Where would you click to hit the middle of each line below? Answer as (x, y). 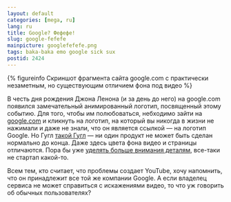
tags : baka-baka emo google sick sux (61, 52)
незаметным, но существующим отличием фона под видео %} (100, 85)
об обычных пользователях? (49, 192)
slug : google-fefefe (37, 39)
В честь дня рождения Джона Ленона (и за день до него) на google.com (114, 99)
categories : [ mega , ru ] (41, 20)
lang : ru (20, 26)
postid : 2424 (26, 59)
